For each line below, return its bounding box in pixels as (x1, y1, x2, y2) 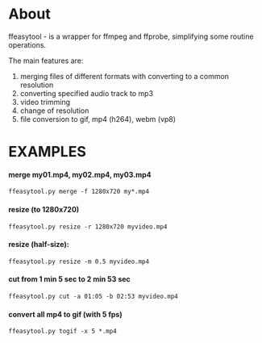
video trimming (19, 97, 71, 107)
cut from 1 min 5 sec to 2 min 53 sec (8, 274, 131, 284)
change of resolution (19, 106, 89, 115)
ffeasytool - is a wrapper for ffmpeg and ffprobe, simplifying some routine (8, 31, 254, 41)
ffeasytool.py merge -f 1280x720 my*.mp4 (8, 187, 150, 196)
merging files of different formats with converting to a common (19, 71, 230, 81)
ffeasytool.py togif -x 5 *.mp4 (8, 328, 117, 336)
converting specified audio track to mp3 (19, 88, 154, 98)
